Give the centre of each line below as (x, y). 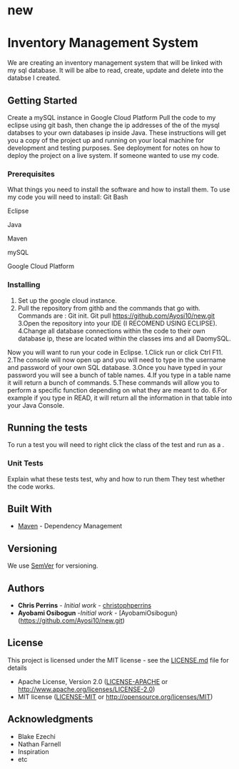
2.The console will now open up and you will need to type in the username (117, 360)
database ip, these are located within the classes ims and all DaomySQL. (124, 338)
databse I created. (34, 78)
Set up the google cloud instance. (67, 300)
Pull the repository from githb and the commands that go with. (109, 308)
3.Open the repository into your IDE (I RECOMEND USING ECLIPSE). (117, 323)
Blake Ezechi (36, 736)
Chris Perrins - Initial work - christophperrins (85, 605)
